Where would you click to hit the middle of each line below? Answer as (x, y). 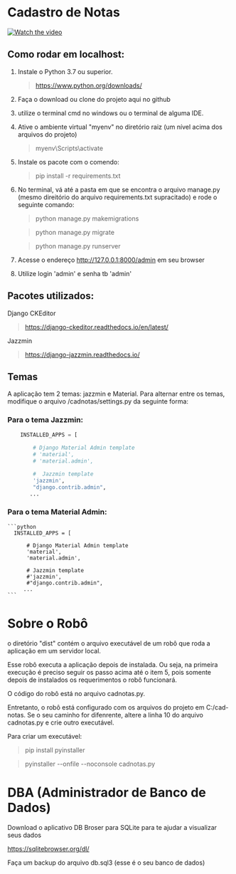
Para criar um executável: (45, 736)
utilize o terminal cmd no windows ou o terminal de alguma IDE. (111, 113)
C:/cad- (217, 707)
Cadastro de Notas (64, 12)
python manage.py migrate (75, 232)
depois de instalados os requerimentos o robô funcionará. (92, 680)
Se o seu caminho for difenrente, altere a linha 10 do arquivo (116, 715)
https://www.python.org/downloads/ (88, 85)
